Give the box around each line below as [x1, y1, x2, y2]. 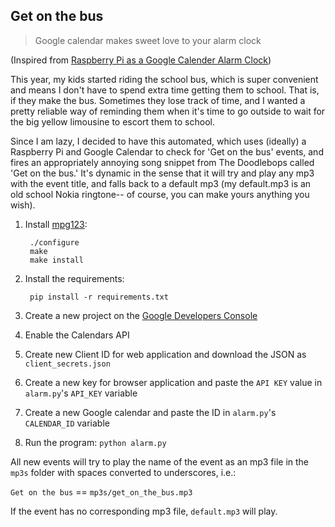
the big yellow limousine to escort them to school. [10, 115, 215, 128]
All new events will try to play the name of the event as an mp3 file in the [10, 455, 310, 468]
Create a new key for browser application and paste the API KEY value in [24, 376, 323, 388]
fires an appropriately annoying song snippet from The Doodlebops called [10, 156, 315, 168]
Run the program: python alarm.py [24, 436, 167, 448]
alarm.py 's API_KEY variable [24, 387, 138, 399]
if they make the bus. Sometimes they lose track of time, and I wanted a [10, 94, 306, 106]
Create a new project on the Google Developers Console [24, 309, 258, 321]
